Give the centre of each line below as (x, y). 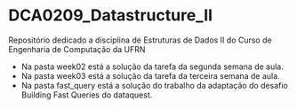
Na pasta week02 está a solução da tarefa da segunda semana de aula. (152, 66)
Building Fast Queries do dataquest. (87, 95)
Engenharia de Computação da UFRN (77, 49)
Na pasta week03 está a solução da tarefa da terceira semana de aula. (151, 75)
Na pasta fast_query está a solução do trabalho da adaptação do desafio (154, 85)
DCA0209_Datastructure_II (111, 16)
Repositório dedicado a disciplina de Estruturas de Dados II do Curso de (140, 40)
